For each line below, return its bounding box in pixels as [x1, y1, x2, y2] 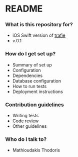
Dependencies [12, 72, 43, 78]
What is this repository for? [5, 21, 73, 28]
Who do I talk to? [5, 136, 47, 142]
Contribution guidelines [5, 101, 64, 108]
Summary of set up [12, 61, 52, 68]
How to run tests [12, 83, 47, 89]
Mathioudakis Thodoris [12, 147, 60, 153]
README [5, 3, 43, 15]
